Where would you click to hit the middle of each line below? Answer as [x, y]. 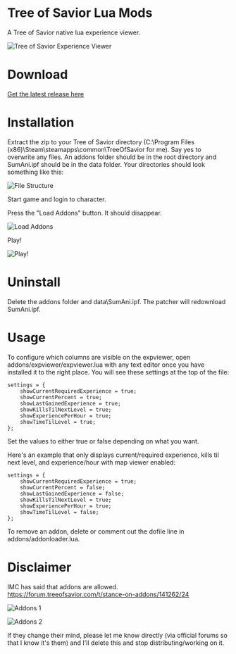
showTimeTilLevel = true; [58, 422]
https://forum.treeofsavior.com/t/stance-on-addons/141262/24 [98, 594]
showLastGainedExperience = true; [70, 403]
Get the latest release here [46, 94]
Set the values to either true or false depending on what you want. [103, 441]
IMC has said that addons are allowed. [63, 586]
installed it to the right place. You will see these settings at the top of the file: [118, 372]
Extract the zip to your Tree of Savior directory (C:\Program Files [101, 142]
